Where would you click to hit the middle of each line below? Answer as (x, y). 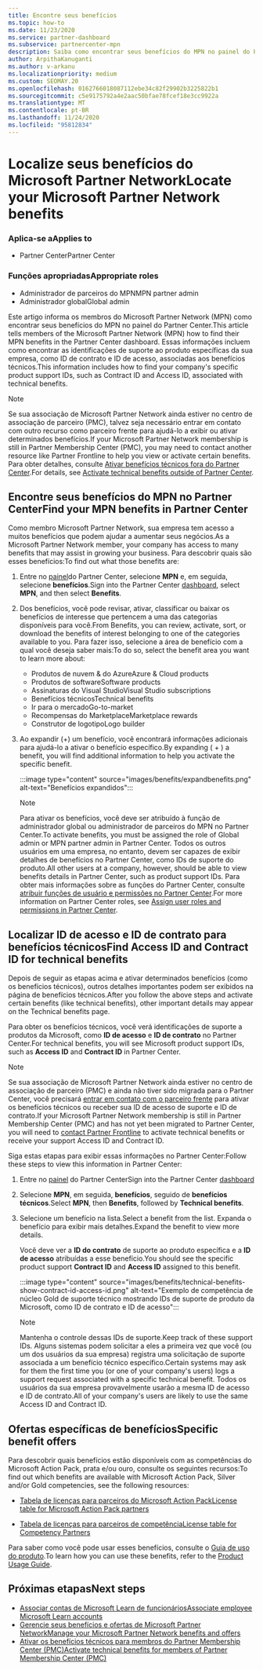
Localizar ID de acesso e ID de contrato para (117, 934)
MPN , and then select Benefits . (70, 593)
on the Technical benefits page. (59, 1012)
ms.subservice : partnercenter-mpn (65, 45)
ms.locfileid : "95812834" (50, 125)
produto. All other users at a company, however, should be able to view (133, 868)
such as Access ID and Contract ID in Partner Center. (95, 1052)
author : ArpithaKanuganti (50, 60)
